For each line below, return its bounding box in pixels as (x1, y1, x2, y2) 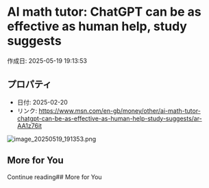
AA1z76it (16, 121, 42, 130)
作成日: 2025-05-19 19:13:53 (7, 56, 88, 65)
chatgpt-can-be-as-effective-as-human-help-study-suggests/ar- (16, 114, 202, 122)
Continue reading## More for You (7, 172, 102, 181)
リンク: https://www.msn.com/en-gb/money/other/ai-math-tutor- (16, 107, 201, 115)
